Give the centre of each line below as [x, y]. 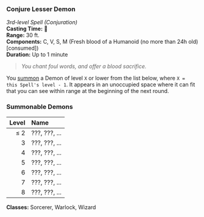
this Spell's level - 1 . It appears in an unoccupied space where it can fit [101, 84]
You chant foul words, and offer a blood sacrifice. [84, 66]
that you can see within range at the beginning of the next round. [88, 91]
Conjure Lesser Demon [41, 9]
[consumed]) [23, 48]
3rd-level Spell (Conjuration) [42, 22]
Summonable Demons [40, 107]
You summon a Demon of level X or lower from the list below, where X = [96, 78]
